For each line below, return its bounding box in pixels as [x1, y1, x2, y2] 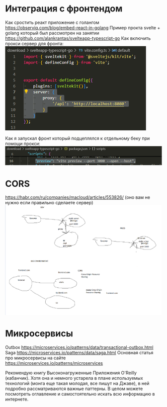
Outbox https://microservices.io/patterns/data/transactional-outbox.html [5, 344, 154, 350]
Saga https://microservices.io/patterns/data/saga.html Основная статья [5, 350, 154, 356]
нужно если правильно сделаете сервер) [5, 200, 93, 206]
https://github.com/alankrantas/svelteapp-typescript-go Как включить [5, 35, 151, 41]
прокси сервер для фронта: [5, 40, 64, 46]
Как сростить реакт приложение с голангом [5, 19, 99, 25]
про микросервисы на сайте [5, 355, 66, 361]
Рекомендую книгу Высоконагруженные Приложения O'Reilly [5, 370, 137, 376]
